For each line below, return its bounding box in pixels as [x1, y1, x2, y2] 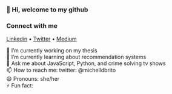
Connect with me [6, 21, 58, 30]
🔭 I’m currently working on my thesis [6, 47, 98, 54]
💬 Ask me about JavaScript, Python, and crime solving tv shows [6, 60, 166, 67]
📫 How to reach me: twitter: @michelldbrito [6, 66, 116, 74]
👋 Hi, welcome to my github [6, 5, 88, 14]
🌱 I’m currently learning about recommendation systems [6, 54, 147, 61]
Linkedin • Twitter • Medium [6, 36, 77, 43]
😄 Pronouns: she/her [6, 75, 60, 83]
